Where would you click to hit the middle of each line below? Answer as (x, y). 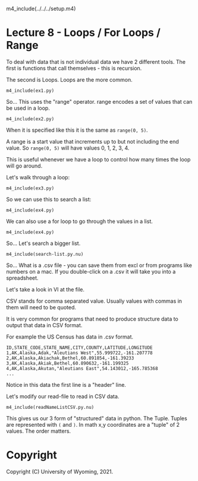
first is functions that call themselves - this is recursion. (74, 68)
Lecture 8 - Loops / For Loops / (83, 33)
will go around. (24, 166)
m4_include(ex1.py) (30, 91)
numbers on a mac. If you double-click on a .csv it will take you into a (91, 271)
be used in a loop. (28, 108)
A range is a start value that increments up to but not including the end (93, 141)
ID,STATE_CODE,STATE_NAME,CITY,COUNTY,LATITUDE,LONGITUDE (79, 347)
